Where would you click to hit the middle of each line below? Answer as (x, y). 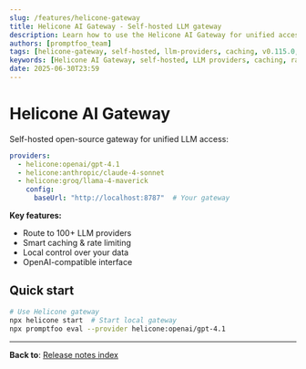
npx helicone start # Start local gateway (93, 320)
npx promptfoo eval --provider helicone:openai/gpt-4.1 (117, 329)
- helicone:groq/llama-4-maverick (83, 181)
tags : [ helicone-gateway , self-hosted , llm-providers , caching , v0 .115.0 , (154, 52)
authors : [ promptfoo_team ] (61, 43)
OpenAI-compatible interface (77, 262)
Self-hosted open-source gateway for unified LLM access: (119, 138)
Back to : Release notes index (64, 354)
